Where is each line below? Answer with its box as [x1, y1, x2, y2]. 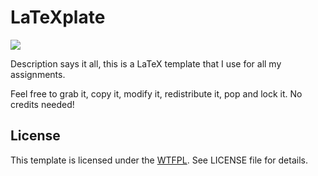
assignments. [10, 68, 66, 80]
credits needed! [10, 98, 75, 110]
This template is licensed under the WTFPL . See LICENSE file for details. [10, 154, 308, 166]
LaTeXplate [10, 6, 106, 29]
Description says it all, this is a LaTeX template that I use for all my [10, 57, 282, 70]
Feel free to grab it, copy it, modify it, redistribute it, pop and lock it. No [10, 87, 303, 100]
